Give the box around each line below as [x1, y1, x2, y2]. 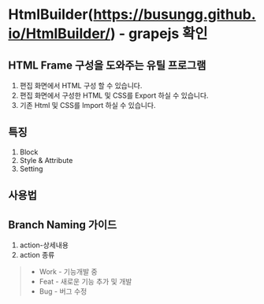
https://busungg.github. [93, 6, 256, 24]
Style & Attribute [19, 155, 73, 165]
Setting [19, 164, 43, 173]
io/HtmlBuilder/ [8, 25, 111, 43]
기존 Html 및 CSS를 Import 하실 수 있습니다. [19, 101, 156, 109]
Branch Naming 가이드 [8, 218, 117, 232]
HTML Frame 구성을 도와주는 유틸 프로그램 [8, 58, 206, 72]
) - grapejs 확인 [110, 25, 208, 43]
